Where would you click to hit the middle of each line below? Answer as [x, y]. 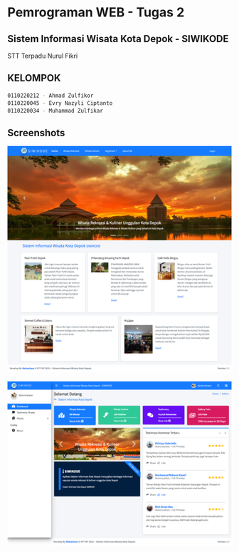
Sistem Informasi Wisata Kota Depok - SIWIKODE [118, 39]
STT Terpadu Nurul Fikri [43, 56]
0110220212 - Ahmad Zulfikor [51, 96]
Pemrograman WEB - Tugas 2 [96, 12]
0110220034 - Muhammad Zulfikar [55, 111]
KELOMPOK [34, 78]
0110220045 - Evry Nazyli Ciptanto [60, 103]
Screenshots [36, 133]
